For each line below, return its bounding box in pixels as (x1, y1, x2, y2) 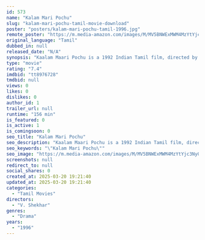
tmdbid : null (6, 77, 40, 83)
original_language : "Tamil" (6, 37, 78, 43)
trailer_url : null (6, 105, 53, 112)
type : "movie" (6, 60, 43, 66)
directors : (6, 196, 34, 202)
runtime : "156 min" (6, 111, 56, 117)
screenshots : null (6, 156, 53, 162)
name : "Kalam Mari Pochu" (6, 15, 72, 21)
